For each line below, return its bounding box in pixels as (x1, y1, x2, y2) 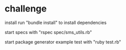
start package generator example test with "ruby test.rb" (4, 38, 121, 45)
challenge (4, 3, 47, 14)
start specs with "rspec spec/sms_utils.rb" (4, 29, 92, 35)
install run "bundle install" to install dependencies (4, 19, 107, 25)
